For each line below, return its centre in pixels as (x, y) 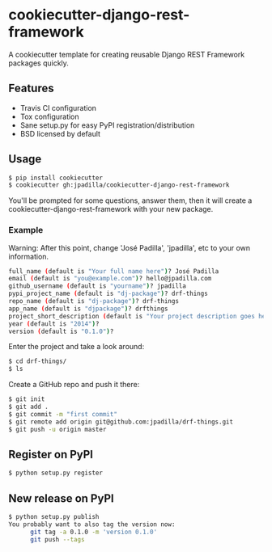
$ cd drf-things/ (38, 361)
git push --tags (57, 539)
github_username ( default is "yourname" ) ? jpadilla (97, 286)
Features (31, 88)
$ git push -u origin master (57, 429)
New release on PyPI (62, 498)
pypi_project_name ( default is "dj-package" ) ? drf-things (108, 294)
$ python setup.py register (56, 473)
